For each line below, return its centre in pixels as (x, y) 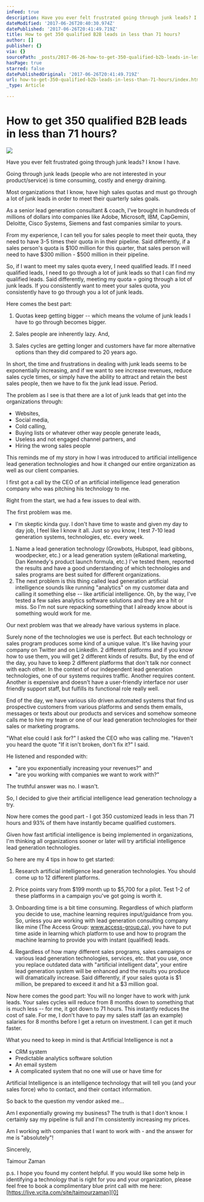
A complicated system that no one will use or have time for (88, 1071)
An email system (36, 1065)
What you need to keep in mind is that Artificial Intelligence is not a (90, 1040)
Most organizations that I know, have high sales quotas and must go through (102, 192)
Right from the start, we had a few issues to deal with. (73, 500)
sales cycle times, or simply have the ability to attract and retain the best (97, 377)
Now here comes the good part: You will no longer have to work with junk (98, 996)
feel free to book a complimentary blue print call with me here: (84, 1186)
